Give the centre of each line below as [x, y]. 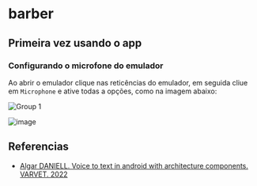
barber [31, 14]
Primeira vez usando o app [75, 43]
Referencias [39, 147]
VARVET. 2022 [43, 174]
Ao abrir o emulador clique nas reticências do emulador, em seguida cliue [128, 82]
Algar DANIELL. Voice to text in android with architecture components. [134, 165]
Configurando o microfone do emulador [86, 66]
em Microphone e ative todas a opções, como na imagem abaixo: [113, 91]
